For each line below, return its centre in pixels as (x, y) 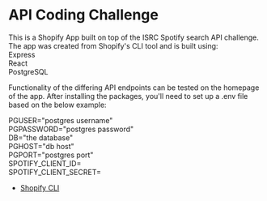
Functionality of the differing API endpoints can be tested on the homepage (134, 88)
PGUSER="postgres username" (61, 120)
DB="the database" (41, 137)
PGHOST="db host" (41, 146)
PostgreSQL (28, 71)
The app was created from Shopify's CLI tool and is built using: (113, 45)
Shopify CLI (40, 187)
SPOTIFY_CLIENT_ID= (45, 163)
